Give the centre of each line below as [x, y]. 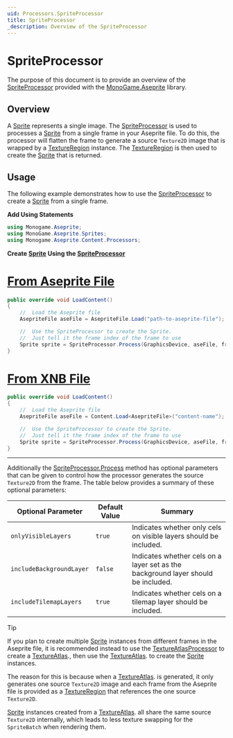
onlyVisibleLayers [41, 536]
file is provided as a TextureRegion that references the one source [102, 692]
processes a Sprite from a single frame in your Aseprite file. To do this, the [113, 133]
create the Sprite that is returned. [55, 155]
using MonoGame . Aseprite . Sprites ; [57, 234]
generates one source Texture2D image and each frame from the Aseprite [112, 684]
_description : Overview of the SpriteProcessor [77, 26]
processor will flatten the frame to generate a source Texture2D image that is [116, 141]
